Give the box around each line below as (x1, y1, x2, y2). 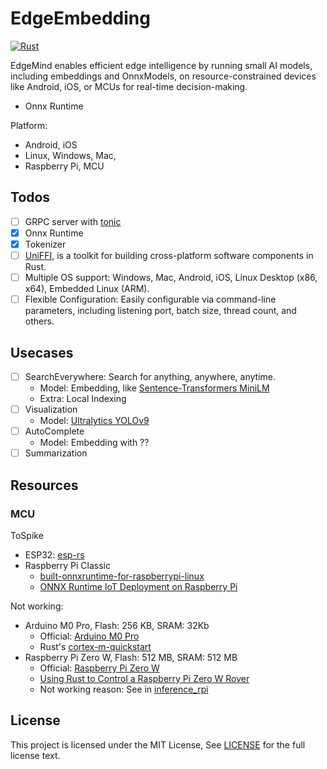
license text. (10, 749, 61, 761)
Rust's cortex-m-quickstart (39, 640, 152, 652)
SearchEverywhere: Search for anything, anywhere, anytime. (24, 370, 276, 382)
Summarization (24, 447, 88, 459)
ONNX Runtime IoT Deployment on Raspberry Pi (39, 580, 238, 592)
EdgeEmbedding (10, 7, 151, 30)
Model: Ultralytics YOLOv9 (39, 415, 150, 427)
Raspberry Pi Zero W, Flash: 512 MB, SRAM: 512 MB (24, 651, 238, 663)
